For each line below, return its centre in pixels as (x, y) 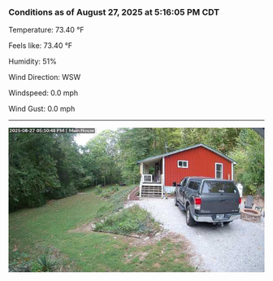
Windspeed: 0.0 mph (43, 93)
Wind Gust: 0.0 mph (42, 109)
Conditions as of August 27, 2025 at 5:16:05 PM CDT (114, 12)
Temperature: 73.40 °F (46, 30)
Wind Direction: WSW (45, 77)
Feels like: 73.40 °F (41, 46)
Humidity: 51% (32, 61)
